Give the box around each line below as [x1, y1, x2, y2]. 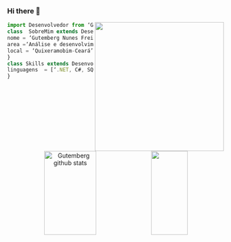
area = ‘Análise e [7, 41, 57, 47]
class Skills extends [7, 60, 69, 67]
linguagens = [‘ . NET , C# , [7, 67, 85, 74]
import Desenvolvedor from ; [7, 22, 125, 29]
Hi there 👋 [7, 6, 41, 16]
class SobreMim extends [7, 28, 78, 35]
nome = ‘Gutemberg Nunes [7, 34, 78, 42]
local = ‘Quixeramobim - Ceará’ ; [7, 47, 97, 54]
